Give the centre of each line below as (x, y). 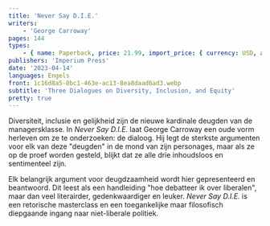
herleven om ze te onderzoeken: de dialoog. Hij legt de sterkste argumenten (134, 138)
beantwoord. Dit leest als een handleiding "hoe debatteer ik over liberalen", (133, 188)
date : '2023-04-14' (41, 68)
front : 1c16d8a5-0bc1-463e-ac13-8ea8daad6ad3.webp (95, 83)
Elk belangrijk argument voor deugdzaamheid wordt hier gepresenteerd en (132, 179)
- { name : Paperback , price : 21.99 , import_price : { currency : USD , (140, 53)
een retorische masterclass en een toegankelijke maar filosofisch (116, 205)
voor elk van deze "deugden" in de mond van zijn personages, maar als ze (131, 146)
